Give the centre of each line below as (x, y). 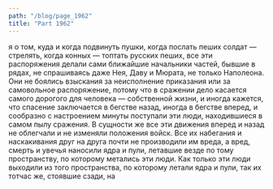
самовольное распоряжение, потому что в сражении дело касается (128, 89)
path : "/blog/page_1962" (50, 16)
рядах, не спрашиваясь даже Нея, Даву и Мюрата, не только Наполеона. (136, 72)
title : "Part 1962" (41, 24)
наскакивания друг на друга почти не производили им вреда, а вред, (129, 141)
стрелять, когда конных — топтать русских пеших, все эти (110, 55)
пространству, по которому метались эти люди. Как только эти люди (130, 158)
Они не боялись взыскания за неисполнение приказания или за (119, 81)
